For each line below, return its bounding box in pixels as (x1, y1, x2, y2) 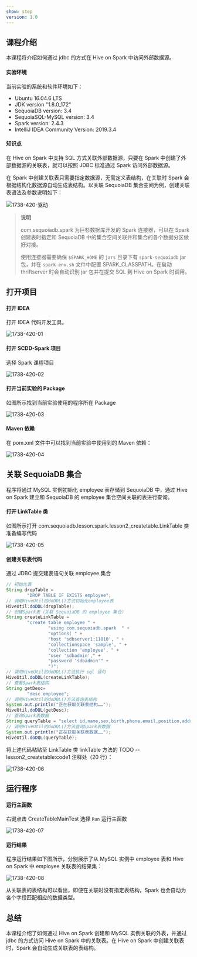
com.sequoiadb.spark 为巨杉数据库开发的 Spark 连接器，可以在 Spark (20, 226, 190, 233)
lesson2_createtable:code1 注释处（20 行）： (6, 753, 113, 761)
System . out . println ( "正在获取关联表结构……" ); (6, 702, 111, 708)
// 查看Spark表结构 (6, 680, 49, 686)
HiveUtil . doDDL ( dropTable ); (6, 603, 75, 609)
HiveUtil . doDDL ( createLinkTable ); (6, 675, 91, 681)
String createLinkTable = (6, 614, 69, 621)
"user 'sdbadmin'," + (47, 652, 101, 659)
